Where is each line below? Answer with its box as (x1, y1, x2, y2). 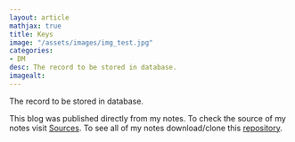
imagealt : (9, 71, 46, 80)
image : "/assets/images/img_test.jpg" (9, 38, 153, 47)
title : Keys (9, 29, 53, 38)
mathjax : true (9, 21, 62, 30)
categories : (9, 46, 53, 55)
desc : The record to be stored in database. (9, 63, 177, 72)
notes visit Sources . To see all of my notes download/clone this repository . (9, 122, 283, 133)
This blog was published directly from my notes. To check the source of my (9, 113, 287, 123)
